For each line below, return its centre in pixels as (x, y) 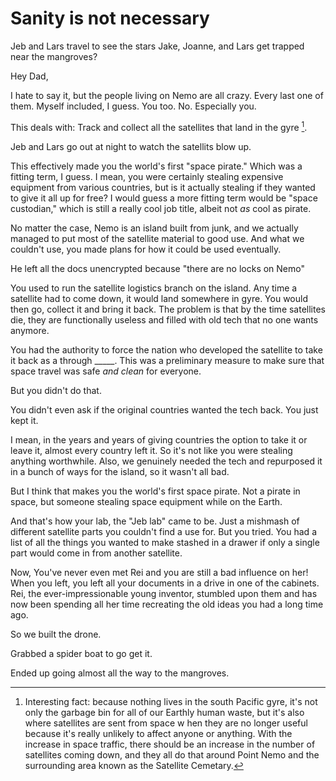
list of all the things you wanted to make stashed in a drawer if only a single (165, 542)
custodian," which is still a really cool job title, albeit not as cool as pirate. (161, 208)
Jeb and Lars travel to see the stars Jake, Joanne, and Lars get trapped (157, 46)
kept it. (24, 420)
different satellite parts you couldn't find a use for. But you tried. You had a (163, 531)
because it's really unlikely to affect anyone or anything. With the (158, 733)
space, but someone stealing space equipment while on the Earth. (146, 501)
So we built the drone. (56, 634)
